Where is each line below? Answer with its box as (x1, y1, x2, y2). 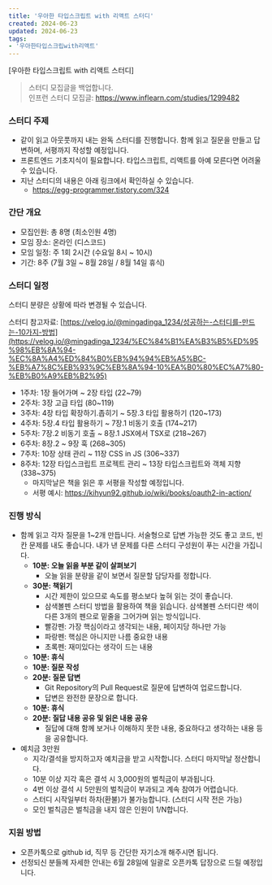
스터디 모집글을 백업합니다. (28, 83, 114, 93)
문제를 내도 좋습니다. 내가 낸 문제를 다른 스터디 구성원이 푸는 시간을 (28, 540, 241, 550)
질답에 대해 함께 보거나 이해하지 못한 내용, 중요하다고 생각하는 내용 (44, 723, 255, 733)
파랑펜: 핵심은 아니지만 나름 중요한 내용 (44, 632, 169, 642)
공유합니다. (53, 734, 89, 743)
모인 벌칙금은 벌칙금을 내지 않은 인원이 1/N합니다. (32, 804, 189, 814)
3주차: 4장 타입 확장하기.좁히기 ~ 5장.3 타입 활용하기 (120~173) (19, 408, 222, 418)
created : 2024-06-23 (8, 20, 79, 28)
